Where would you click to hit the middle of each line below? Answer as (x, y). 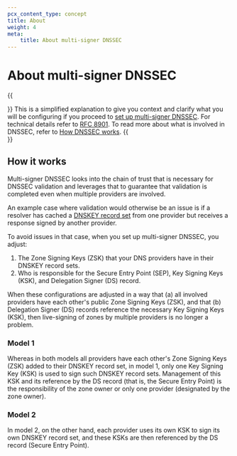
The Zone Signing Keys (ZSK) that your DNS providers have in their (116, 258)
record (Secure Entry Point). (49, 445)
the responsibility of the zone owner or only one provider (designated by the (119, 389)
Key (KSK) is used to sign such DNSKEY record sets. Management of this (114, 373)
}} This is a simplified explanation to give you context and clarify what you (115, 109)
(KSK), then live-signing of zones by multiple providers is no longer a (108, 317)
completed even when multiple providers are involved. (87, 193)
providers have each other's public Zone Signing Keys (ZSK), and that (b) (114, 302)
